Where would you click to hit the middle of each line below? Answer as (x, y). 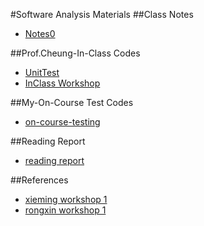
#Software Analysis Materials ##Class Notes (102, 14)
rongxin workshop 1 (65, 210)
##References (39, 180)
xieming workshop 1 (66, 199)
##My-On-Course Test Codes (72, 102)
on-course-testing (62, 122)
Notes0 (40, 33)
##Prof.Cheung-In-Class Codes (75, 53)
